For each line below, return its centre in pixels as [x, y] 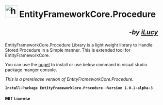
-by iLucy [143, 32]
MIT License [18, 99]
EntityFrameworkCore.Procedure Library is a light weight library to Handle [79, 45]
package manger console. [31, 70]
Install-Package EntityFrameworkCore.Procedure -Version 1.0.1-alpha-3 [79, 88]
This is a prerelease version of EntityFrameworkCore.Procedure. [69, 79]
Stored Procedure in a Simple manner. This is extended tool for [68, 50]
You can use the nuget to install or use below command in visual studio [76, 64]
